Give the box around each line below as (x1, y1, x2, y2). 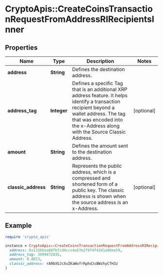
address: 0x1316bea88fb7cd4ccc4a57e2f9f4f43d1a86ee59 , (9, 248, 123, 253)
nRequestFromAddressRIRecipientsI (5, 14, 154, 25)
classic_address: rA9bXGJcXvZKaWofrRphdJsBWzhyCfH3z (9, 261, 118, 266)
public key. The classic (72, 187, 124, 193)
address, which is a (72, 169, 116, 175)
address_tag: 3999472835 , (9, 252, 62, 257)
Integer (50, 107, 68, 114)
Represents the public (72, 163, 122, 169)
